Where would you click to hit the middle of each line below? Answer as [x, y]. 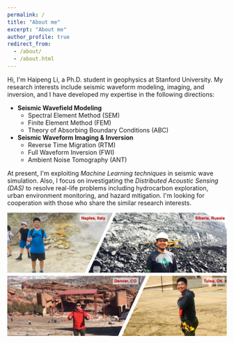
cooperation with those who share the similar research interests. [99, 203]
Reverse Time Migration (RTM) [72, 145]
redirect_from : [29, 44]
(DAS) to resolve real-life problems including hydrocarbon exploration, [108, 188]
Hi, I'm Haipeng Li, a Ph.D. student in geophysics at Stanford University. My [115, 79]
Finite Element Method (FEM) [69, 123]
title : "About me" [34, 22]
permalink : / [26, 15]
